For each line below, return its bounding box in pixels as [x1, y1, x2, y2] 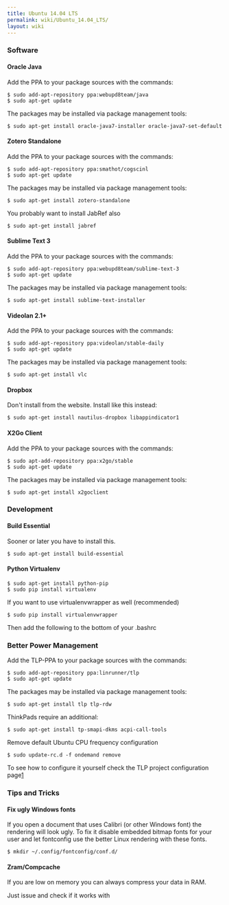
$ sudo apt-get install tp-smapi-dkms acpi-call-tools [7, 726, 167, 733]
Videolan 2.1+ [7, 311, 47, 320]
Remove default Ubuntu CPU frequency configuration [7, 739, 158, 747]
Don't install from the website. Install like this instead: [7, 401, 158, 409]
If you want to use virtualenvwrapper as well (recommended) [7, 598, 180, 606]
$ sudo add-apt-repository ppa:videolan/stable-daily [7, 340, 165, 347]
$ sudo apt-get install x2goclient [7, 489, 109, 496]
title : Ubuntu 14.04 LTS [7, 10, 78, 17]
